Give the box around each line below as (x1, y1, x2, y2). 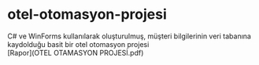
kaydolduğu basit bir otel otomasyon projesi (7, 39, 150, 49)
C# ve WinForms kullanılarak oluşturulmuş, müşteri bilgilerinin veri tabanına (7, 31, 251, 41)
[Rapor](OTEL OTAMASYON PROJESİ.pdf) (7, 48, 144, 57)
